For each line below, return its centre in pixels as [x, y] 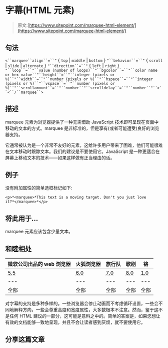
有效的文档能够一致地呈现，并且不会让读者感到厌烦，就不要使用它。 [75, 322]
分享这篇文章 [25, 340]
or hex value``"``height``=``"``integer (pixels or [60, 75]
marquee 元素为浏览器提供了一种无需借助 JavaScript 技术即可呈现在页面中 [82, 122]
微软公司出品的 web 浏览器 [39, 264]
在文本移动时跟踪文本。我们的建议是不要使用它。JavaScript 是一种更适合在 [82, 151]
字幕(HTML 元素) [40, 10]
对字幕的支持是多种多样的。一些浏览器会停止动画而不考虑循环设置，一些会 [82, 303]
